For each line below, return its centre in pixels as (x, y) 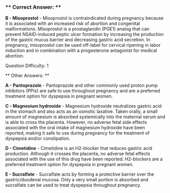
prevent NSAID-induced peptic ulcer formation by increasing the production (84, 35)
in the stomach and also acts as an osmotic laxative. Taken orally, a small (81, 111)
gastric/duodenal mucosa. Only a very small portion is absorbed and (77, 180)
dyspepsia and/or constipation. (38, 139)
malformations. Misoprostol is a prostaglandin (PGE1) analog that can (77, 29)
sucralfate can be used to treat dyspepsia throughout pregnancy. (73, 185)
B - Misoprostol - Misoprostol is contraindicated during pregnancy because (84, 18)
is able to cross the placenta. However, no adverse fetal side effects (76, 122)
